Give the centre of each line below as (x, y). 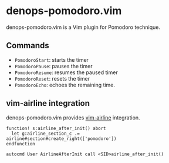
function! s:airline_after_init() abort (56, 128)
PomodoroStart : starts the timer (52, 59)
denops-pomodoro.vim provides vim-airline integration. (73, 117)
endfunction (21, 144)
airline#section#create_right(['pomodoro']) (61, 139)
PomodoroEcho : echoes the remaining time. (65, 85)
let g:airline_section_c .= (46, 134)
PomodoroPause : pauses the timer (53, 66)
